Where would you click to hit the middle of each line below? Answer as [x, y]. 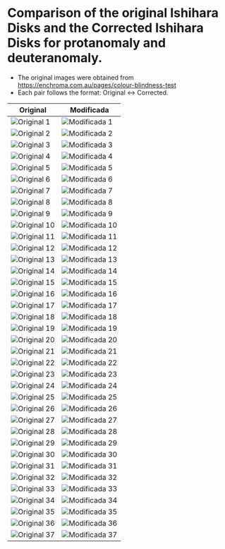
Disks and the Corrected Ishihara [105, 28]
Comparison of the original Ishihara [113, 13]
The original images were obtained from [75, 77]
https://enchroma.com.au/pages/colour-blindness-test [97, 85]
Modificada [90, 109]
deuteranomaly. [55, 58]
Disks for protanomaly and [87, 43]
